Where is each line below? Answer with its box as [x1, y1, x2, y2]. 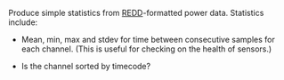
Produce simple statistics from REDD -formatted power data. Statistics [8, 8, 264, 18]
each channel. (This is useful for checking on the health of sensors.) [20, 44, 272, 54]
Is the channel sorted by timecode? [20, 61, 151, 71]
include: [8, 17, 38, 28]
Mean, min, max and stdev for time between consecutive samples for [20, 35, 275, 44]
